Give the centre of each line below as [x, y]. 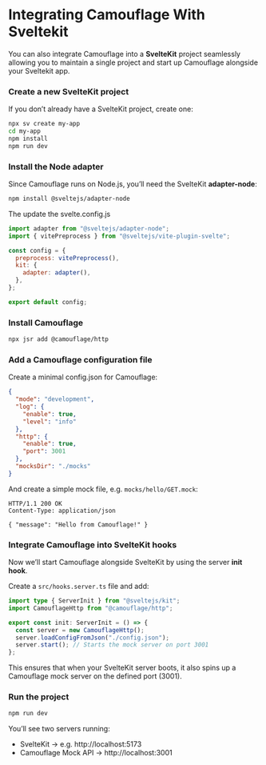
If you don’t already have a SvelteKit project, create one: [101, 109]
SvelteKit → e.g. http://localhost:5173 [81, 744]
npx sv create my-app [44, 124]
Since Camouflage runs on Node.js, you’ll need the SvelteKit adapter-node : [133, 184]
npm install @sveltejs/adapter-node [69, 199]
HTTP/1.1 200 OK [35, 503]
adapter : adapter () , [57, 273]
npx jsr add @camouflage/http [59, 339]
